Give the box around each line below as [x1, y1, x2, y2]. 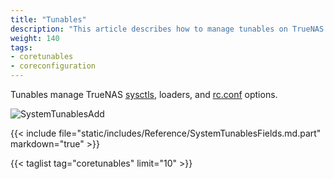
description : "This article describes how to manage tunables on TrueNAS [10, 24, 325, 34]
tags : [10, 42, 33, 53]
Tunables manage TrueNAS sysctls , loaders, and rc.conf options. [10, 89, 278, 100]
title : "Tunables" [10, 14, 87, 25]
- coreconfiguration [10, 61, 97, 71]
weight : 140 [10, 33, 60, 43]
